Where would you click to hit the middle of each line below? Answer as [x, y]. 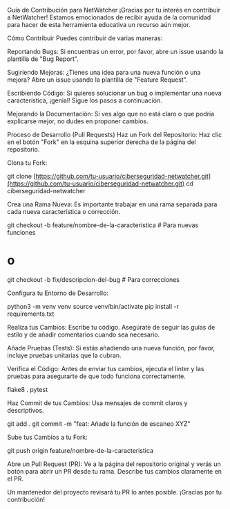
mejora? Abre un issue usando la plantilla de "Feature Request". [97, 80]
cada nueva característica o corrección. [64, 212]
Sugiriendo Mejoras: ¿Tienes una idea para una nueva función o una [104, 72]
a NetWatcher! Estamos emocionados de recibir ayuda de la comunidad [109, 17]
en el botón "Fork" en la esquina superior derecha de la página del [102, 142]
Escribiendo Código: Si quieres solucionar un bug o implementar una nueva [115, 93]
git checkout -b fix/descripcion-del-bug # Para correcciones [93, 279]
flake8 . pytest [28, 389]
